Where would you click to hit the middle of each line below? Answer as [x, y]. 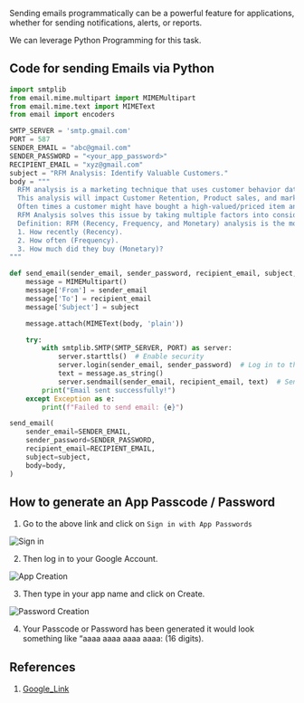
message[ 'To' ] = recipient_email [89, 299]
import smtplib [38, 90]
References [43, 667]
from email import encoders [62, 115]
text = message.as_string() [111, 374]
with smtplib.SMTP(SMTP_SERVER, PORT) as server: [137, 348]
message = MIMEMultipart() [76, 282]
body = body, [46, 465]
